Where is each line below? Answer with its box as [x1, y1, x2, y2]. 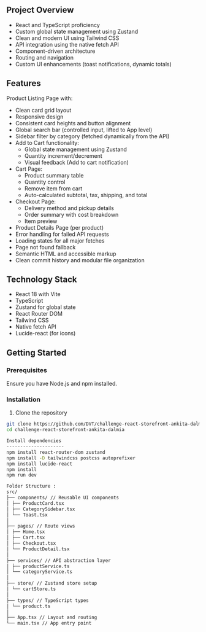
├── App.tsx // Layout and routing [6, 614, 97, 621]
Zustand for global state [15, 303, 76, 311]
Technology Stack [6, 275, 77, 285]
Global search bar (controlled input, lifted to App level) [15, 126, 153, 133]
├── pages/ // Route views [6, 523, 75, 529]
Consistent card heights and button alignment [15, 119, 131, 127]
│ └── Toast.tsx [6, 512, 48, 518]
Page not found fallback [15, 243, 76, 251]
